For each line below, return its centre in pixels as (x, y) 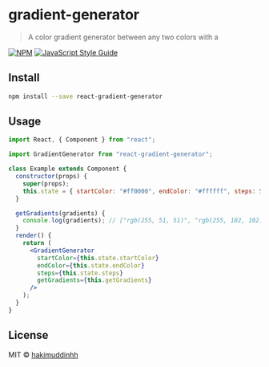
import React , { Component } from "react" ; (82, 140)
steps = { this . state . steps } (80, 273)
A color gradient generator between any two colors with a (123, 37)
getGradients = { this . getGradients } (94, 280)
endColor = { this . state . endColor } (91, 265)
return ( (37, 243)
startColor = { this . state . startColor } (98, 258)
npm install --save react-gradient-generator (85, 96)
